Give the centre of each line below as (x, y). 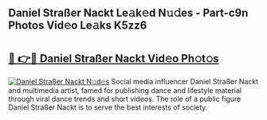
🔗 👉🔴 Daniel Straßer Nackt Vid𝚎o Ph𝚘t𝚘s (114, 58)
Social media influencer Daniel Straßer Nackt (185, 81)
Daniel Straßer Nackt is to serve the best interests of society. (108, 107)
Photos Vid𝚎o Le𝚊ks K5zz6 (78, 26)
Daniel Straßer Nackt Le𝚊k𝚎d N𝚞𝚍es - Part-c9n (128, 13)
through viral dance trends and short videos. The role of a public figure (125, 99)
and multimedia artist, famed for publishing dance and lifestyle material (125, 90)
